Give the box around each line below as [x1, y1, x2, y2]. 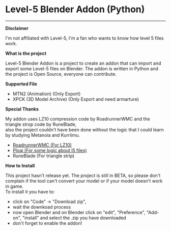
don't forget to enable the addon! [12, 220, 82, 226]
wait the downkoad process [12, 204, 71, 210]
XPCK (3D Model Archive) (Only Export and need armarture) [12, 96, 139, 102]
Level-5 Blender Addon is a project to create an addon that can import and [5, 60, 161, 66]
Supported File [5, 80, 37, 87]
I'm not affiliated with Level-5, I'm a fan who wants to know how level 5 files [5, 35, 164, 41]
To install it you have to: [5, 188, 55, 194]
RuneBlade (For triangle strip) [12, 153, 75, 159]
